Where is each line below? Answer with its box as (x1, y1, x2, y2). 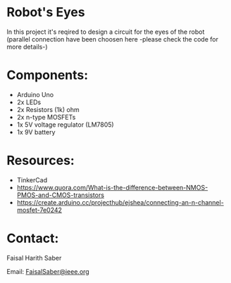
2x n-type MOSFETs (16, 113, 76, 121)
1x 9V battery (16, 127, 56, 136)
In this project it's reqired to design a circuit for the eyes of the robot (6, 27, 205, 36)
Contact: (6, 230, 59, 246)
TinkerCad (16, 175, 47, 184)
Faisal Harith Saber (6, 253, 62, 262)
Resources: (6, 153, 75, 169)
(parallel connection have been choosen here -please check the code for (6, 34, 219, 43)
